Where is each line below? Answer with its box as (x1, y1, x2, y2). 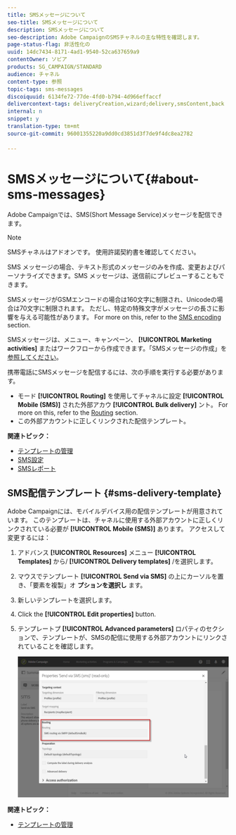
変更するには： (7, 534, 51, 542)
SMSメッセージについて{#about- (7, 171, 199, 187)
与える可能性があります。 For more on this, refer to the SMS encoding (19, 313, 221, 322)
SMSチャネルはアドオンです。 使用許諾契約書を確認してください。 (7, 248, 200, 256)
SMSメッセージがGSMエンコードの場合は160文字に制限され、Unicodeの (7, 296, 217, 304)
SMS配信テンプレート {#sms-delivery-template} (7, 486, 222, 499)
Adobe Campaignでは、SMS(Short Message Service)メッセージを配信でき (7, 211, 223, 219)
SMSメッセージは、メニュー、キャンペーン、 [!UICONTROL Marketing (7, 335, 212, 344)
